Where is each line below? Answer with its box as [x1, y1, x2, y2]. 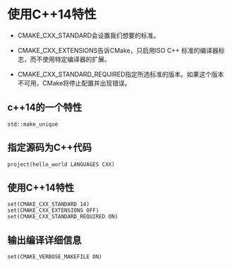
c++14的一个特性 [7, 102, 83, 114]
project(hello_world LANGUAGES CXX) [7, 160, 115, 168]
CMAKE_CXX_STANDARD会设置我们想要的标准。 [17, 31, 160, 40]
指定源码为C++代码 [7, 142, 92, 154]
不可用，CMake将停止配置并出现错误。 [17, 78, 132, 87]
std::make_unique [7, 121, 59, 128]
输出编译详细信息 [7, 234, 82, 246]
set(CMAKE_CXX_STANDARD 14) [7, 201, 90, 208]
